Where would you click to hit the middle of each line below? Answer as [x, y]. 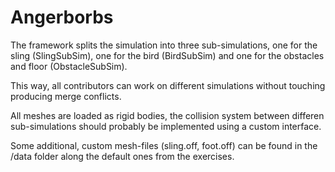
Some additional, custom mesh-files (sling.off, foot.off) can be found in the [164, 145]
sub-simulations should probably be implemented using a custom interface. [166, 126]
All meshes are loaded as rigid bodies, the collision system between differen [167, 115]
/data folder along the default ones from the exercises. [122, 156]
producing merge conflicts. [66, 96]
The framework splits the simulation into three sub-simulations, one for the [164, 45]
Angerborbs [62, 17]
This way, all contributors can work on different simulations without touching [168, 85]
